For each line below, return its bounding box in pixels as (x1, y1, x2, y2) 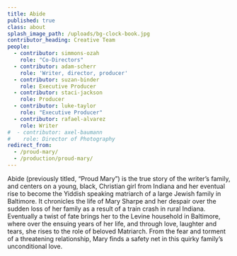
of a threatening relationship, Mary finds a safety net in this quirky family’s (7, 234, 224, 243)
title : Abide (7, 10, 46, 18)
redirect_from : (7, 142, 52, 149)
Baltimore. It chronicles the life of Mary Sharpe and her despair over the (7, 197, 217, 205)
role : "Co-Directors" (20, 57, 83, 64)
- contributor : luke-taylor (13, 103, 97, 110)
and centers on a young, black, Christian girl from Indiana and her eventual (7, 182, 225, 190)
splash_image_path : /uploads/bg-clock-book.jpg (7, 30, 151, 37)
